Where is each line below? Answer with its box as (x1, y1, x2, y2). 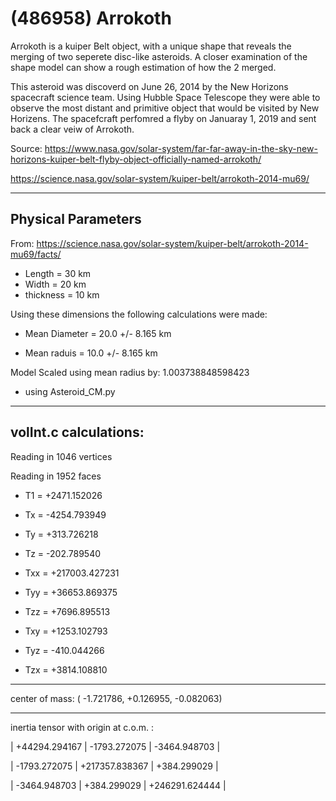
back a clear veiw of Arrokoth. (10, 123, 135, 135)
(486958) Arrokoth (10, 7, 172, 30)
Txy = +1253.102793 (24, 625, 108, 637)
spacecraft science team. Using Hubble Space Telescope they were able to (10, 91, 321, 103)
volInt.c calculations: (10, 424, 145, 441)
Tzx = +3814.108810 (24, 663, 108, 676)
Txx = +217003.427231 (24, 567, 120, 579)
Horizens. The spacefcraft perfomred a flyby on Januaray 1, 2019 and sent (10, 112, 317, 124)
